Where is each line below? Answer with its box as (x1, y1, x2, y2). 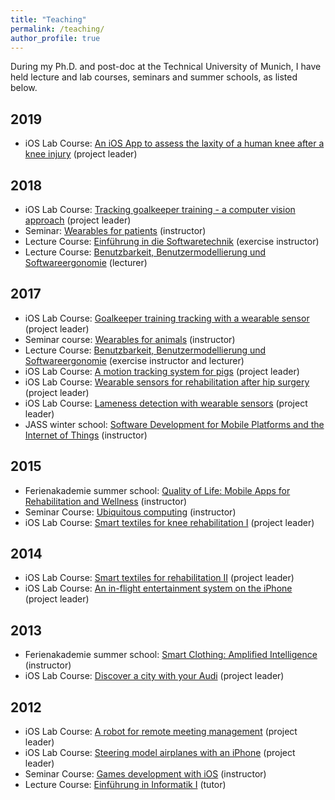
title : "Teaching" (10, 14, 87, 25)
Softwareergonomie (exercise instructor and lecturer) (24, 354, 245, 366)
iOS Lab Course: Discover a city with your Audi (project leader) (24, 670, 285, 682)
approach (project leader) (24, 214, 132, 226)
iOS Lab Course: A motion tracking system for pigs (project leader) (24, 365, 300, 377)
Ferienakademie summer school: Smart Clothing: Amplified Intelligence (24, 649, 318, 661)
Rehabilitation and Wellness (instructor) (24, 495, 188, 507)
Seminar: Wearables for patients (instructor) (24, 225, 207, 236)
